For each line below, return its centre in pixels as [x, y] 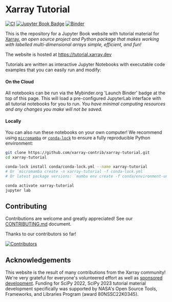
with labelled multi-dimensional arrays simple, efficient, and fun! [73, 44]
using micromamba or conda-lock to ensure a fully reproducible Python [78, 138]
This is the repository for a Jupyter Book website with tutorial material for [82, 33]
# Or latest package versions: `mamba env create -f [63, 176]
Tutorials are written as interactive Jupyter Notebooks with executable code [85, 64]
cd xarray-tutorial [26, 157]
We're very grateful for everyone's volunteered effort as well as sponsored [84, 278]
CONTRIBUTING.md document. [38, 224]
